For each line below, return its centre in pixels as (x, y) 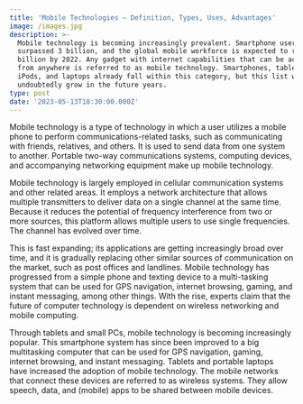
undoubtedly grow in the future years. (92, 85)
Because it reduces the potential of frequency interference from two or (141, 212)
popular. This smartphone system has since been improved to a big (134, 343)
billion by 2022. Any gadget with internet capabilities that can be (151, 60)
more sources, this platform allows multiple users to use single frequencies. (150, 221)
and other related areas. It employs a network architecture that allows (138, 193)
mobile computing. (44, 316)
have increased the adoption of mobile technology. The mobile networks (144, 372)
